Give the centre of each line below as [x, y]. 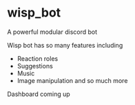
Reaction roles [38, 58]
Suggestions [35, 66]
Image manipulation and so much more [72, 80]
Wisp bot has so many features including [65, 45]
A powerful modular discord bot [52, 32]
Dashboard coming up [39, 94]
